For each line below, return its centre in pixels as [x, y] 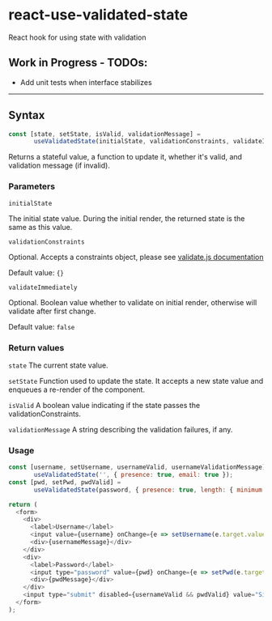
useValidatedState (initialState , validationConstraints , [132, 142]
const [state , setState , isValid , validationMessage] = [104, 134]
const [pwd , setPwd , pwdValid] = [65, 482]
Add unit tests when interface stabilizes [86, 82]
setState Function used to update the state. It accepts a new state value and [136, 381]
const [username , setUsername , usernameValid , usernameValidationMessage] [137, 467]
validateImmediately [43, 287]
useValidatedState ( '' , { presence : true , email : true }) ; [134, 475]
